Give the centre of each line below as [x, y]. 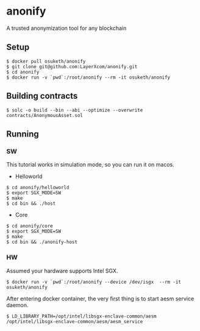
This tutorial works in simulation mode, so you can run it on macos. [91, 165]
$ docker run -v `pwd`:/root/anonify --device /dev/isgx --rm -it [94, 282]
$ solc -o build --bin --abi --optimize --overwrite [75, 110]
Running [23, 134]
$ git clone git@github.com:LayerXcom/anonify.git [72, 66]
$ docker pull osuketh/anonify [46, 61]
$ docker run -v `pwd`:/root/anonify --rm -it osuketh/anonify [88, 77]
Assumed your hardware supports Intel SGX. [62, 271]
